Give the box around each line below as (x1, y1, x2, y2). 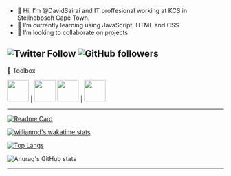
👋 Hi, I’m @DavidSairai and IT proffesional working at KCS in (16, 7, 188, 14)
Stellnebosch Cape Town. (16, 14, 90, 22)
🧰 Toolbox (7, 66, 36, 75)
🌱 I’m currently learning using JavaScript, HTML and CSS (16, 21, 179, 29)
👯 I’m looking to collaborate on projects (16, 28, 129, 36)
